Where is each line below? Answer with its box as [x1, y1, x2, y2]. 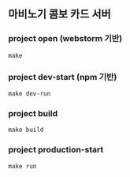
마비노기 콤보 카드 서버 [8, 7, 112, 21]
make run [8, 162, 37, 170]
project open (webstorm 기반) [8, 33, 123, 44]
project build [8, 107, 58, 119]
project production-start [8, 145, 104, 156]
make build [8, 126, 44, 134]
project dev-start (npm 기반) [8, 71, 117, 82]
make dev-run [8, 89, 51, 97]
